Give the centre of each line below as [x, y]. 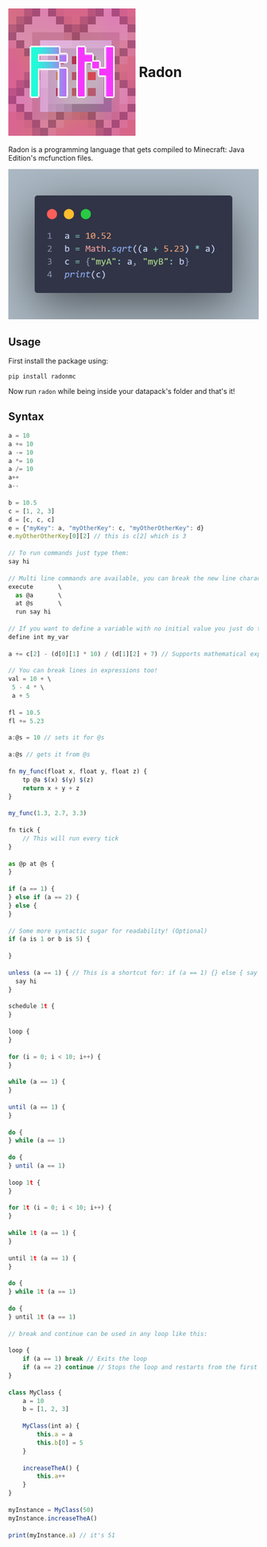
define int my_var [39, 637]
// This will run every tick [71, 838]
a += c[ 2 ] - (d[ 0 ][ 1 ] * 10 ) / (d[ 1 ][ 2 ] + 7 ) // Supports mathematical [128, 654]
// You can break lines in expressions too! [83, 671]
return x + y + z [51, 788]
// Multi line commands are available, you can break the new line [122, 578]
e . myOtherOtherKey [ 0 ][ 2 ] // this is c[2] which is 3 [97, 536]
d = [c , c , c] [32, 520]
